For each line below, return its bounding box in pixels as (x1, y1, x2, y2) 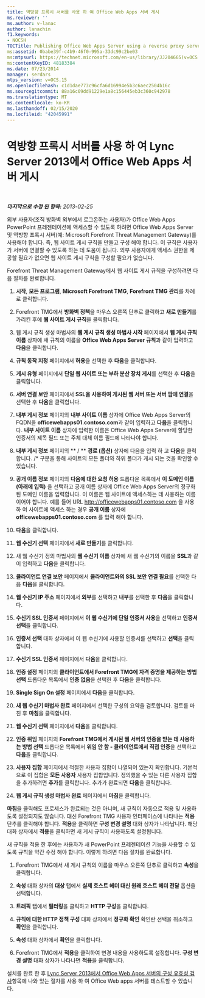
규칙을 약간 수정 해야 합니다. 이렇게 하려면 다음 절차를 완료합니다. (18, 848, 172, 856)
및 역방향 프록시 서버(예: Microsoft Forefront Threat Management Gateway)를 (7, 231, 197, 239)
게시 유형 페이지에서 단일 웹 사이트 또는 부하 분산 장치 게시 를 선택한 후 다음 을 (15, 370, 196, 377)
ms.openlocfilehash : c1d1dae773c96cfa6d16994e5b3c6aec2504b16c (7, 83, 171, 89)
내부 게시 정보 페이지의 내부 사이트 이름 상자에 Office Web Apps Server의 (15, 411, 191, 419)
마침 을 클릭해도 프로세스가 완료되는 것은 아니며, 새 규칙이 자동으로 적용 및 (7, 805, 181, 812)
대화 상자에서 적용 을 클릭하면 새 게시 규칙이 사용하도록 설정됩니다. (7, 828, 163, 835)
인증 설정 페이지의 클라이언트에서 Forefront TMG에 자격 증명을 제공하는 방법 (15, 668, 197, 676)
